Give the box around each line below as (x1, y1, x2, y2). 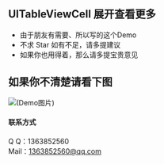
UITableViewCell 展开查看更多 (8, 7, 156, 21)
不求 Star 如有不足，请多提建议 (19, 40, 121, 49)
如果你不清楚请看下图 (8, 75, 113, 89)
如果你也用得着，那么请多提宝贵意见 (19, 50, 139, 59)
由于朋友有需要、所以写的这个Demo (19, 30, 137, 40)
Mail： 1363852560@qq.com (8, 146, 101, 156)
